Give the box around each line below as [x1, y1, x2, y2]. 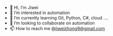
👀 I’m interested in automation [9, 10, 70, 16]
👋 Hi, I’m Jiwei [9, 5, 39, 10]
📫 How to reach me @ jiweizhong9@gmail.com [9, 26, 105, 31]
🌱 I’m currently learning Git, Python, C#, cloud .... [9, 15, 109, 20]
